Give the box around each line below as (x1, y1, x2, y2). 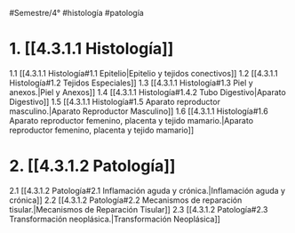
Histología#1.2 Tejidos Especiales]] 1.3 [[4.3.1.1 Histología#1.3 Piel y (9, 77, 253, 88)
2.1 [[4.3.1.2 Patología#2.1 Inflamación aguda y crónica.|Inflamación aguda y (9, 185, 286, 196)
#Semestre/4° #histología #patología (9, 8, 144, 18)
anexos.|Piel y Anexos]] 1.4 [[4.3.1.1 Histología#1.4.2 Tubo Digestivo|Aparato (9, 86, 286, 97)
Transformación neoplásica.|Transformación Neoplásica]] (9, 213, 220, 224)
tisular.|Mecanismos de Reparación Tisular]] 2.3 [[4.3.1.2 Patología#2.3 (9, 204, 268, 214)
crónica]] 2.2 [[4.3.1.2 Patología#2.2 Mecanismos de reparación (9, 195, 243, 205)
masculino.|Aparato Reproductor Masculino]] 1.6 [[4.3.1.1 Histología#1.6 (9, 106, 268, 116)
